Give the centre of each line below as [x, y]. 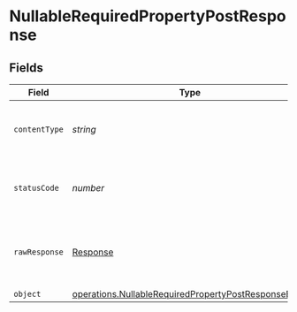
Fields [27, 68]
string [84, 129]
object [27, 294]
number [88, 188]
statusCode [36, 188]
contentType [39, 129]
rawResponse [39, 252]
